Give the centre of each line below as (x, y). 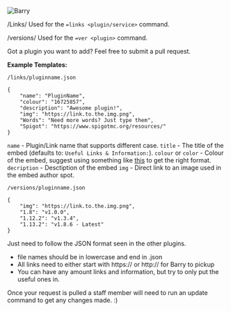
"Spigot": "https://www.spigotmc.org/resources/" (93, 126)
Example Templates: (37, 65)
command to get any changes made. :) (63, 300)
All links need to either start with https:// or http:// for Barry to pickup (116, 264)
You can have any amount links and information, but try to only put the (118, 272)
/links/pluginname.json (42, 77)
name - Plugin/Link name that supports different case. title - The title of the (115, 145)
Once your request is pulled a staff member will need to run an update (107, 293)
